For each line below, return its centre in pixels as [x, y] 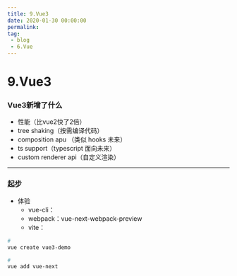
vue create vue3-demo [39, 247]
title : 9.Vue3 [28, 14]
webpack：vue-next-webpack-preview [85, 218]
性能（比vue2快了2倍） [51, 122]
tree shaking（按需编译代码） [60, 131]
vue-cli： [41, 209]
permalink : [23, 27]
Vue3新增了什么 [35, 105]
